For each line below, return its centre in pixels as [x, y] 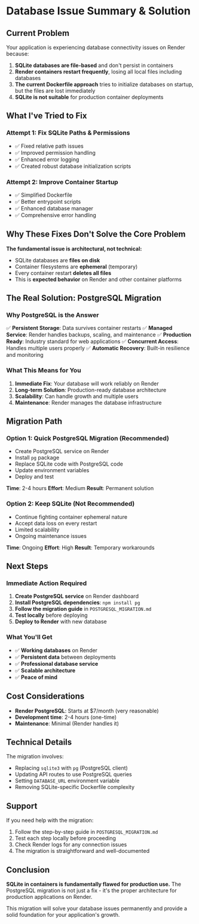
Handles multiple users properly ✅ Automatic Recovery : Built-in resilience [98, 348]
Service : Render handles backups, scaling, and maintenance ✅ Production [99, 335]
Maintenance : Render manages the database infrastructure [88, 402]
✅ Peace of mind [36, 677]
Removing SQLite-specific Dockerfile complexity [75, 787]
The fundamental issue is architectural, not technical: [74, 249]
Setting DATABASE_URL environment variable [67, 781]
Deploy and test [34, 477]
